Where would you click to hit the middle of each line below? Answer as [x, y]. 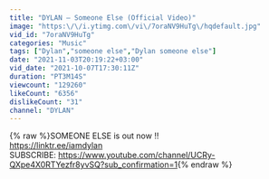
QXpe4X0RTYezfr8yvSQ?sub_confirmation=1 [94, 165]
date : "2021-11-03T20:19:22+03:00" [77, 60]
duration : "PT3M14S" [48, 77]
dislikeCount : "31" [46, 102]
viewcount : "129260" [48, 85]
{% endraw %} [205, 165]
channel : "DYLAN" [42, 110]
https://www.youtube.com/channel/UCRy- [137, 155]
